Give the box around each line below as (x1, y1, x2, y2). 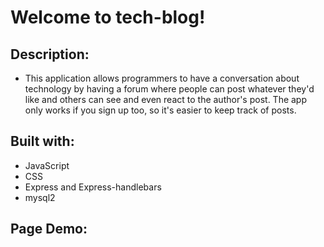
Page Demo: (10, 221, 88, 238)
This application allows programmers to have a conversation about (24, 72, 300, 84)
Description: (10, 46, 90, 63)
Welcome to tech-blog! (10, 6, 206, 29)
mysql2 (24, 191, 56, 203)
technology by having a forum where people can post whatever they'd (24, 83, 315, 95)
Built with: (10, 133, 75, 150)
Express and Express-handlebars (24, 181, 162, 193)
